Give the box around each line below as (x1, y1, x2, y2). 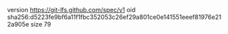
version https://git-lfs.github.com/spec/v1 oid (7, 6, 136, 14)
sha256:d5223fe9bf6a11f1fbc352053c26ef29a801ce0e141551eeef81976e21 (7, 13, 222, 21)
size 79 (30, 20, 52, 28)
